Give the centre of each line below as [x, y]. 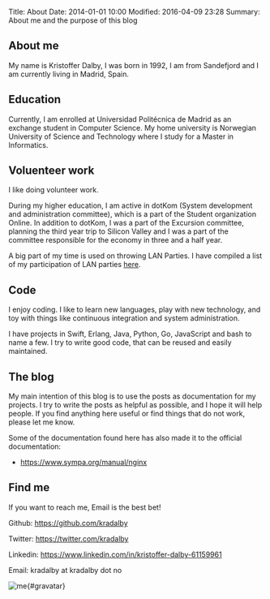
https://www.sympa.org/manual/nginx [84, 463]
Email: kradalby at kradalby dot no [65, 570]
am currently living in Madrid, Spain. [69, 74]
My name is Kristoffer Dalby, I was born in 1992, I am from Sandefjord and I [134, 65]
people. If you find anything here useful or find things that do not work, [127, 414]
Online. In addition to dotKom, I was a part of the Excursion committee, [126, 223]
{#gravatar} [47, 586]
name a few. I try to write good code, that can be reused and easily [120, 343]
